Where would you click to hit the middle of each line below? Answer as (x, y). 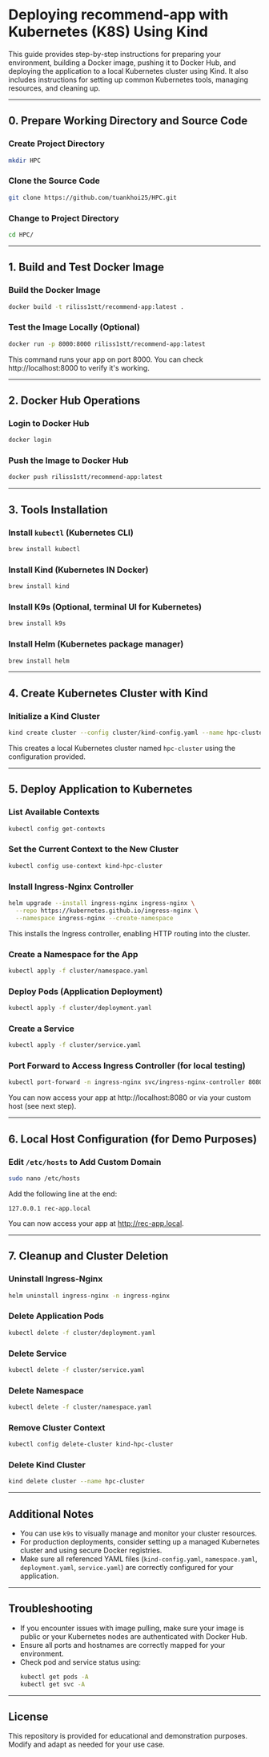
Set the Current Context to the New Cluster (93, 850)
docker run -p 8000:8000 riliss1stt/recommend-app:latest (107, 344)
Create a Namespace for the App (73, 954)
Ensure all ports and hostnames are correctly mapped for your (122, 1645)
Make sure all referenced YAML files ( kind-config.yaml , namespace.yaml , (139, 1559)
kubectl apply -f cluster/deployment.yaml (80, 1008)
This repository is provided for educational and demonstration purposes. (128, 1736)
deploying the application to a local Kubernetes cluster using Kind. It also (128, 71)
